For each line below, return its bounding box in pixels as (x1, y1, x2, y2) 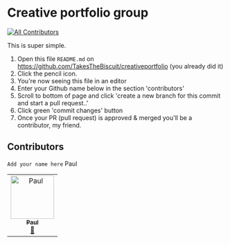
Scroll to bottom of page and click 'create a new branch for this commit (17, 91, 221, 100)
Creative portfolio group (7, 5, 149, 21)
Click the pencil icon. (17, 69, 78, 78)
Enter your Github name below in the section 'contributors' (17, 84, 185, 92)
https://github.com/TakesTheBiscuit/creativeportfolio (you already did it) (17, 62, 224, 70)
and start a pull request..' (17, 98, 89, 107)
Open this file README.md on (17, 54, 95, 63)
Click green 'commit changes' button (17, 106, 123, 114)
